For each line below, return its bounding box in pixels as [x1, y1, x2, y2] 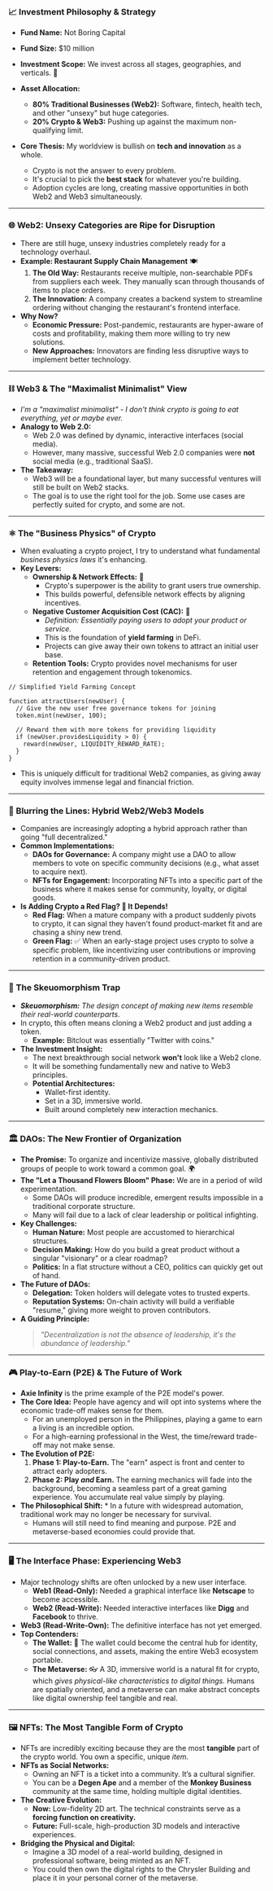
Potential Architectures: [32, 1078, 115, 1088]
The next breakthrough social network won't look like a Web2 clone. [32, 1053, 262, 1062]
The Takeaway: [19, 464, 74, 474]
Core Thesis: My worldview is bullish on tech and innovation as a [19, 141, 242, 152]
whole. [19, 150, 43, 160]
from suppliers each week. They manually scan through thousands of [32, 276, 266, 286]
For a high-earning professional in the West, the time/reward [32, 1431, 235, 1441]
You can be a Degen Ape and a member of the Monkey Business [32, 1778, 252, 1788]
